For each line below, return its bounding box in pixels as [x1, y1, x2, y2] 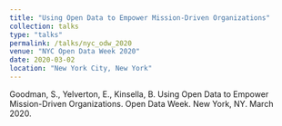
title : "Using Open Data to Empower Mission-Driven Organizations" [9, 13, 271, 23]
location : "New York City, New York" [9, 64, 153, 73]
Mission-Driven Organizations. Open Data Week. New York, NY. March [9, 98, 274, 109]
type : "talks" [9, 30, 64, 39]
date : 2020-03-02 [9, 55, 76, 64]
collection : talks [9, 22, 79, 31]
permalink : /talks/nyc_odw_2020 [9, 38, 132, 48]
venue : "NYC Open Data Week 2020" [9, 47, 141, 56]
